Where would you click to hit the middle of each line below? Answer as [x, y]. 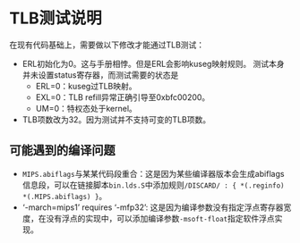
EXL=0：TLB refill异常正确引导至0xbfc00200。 [123, 97]
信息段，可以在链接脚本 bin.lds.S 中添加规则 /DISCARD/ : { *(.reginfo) [153, 185]
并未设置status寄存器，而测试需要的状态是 [100, 75]
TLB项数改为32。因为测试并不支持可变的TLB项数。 [116, 119]
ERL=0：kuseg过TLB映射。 [86, 86]
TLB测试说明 [56, 18]
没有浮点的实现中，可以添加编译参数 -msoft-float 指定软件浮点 [160, 218]
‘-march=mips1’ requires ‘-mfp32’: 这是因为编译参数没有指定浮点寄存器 [153, 207]
